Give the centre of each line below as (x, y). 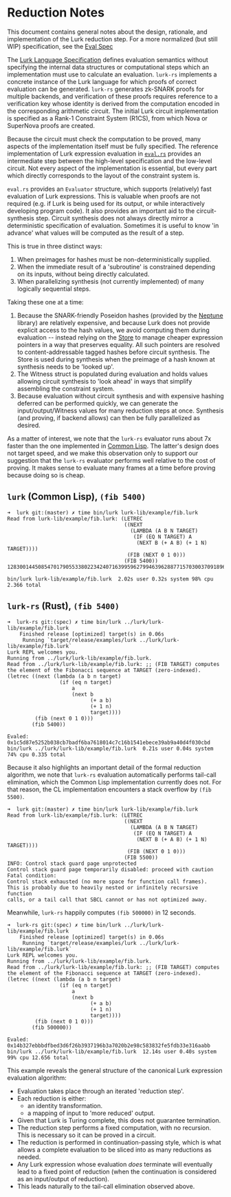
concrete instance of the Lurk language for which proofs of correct (102, 81)
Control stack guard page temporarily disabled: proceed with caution (110, 869)
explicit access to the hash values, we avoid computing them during (113, 330)
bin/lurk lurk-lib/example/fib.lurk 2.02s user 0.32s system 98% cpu (110, 579)
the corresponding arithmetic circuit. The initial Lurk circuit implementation (113, 111)
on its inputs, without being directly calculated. (83, 274)
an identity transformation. (65, 1105)
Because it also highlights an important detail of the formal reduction (104, 767)
